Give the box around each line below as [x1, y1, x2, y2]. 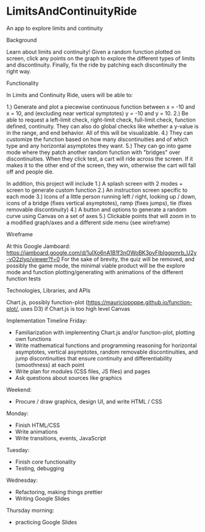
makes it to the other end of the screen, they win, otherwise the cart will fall [6, 161, 196, 169]
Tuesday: [6, 446, 29, 453]
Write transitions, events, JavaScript [15, 434, 107, 442]
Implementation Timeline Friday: [6, 316, 87, 324]
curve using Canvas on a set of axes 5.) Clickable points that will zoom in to [6, 212, 196, 219]
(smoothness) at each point [15, 361, 85, 368]
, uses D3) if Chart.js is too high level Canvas [17, 305, 130, 312]
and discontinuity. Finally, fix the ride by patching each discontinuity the [6, 61, 187, 68]
